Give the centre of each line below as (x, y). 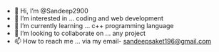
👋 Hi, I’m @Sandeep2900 (51, 11)
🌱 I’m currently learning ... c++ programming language (94, 26)
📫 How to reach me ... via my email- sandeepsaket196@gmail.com (113, 41)
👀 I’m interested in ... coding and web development (89, 18)
